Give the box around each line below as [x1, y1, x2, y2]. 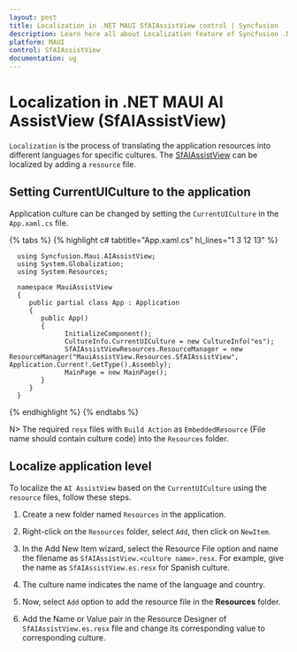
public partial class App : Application [28, 298, 179, 307]
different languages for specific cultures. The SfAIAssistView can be [9, 150, 258, 160]
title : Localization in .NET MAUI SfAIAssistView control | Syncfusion [9, 21, 278, 30]
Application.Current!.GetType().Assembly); [9, 360, 172, 369]
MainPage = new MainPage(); [65, 368, 168, 377]
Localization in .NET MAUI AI [9, 92, 224, 112]
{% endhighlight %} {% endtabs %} [9, 406, 139, 417]
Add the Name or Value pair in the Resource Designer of [21, 613, 227, 624]
